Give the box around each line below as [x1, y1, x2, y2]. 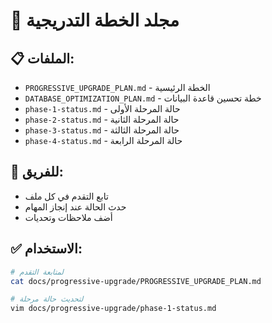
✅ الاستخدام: [10, 240, 83, 258]
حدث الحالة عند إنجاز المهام [24, 200, 127, 213]
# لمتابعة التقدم [10, 267, 64, 277]
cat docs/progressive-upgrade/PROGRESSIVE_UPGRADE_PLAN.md [10, 276, 262, 286]
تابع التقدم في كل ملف [24, 190, 109, 202]
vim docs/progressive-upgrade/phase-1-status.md [10, 304, 217, 314]
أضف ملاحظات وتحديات [24, 211, 113, 223]
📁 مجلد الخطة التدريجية [10, 9, 180, 32]
